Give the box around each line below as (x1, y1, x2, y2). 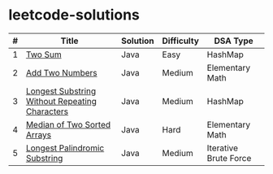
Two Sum (25, 49, 63, 60)
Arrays (25, 128, 51, 140)
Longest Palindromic (25, 142, 105, 154)
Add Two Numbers (25, 67, 97, 78)
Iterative (206, 142, 238, 154)
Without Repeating (25, 95, 97, 107)
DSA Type (214, 35, 253, 46)
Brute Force (206, 152, 252, 163)
